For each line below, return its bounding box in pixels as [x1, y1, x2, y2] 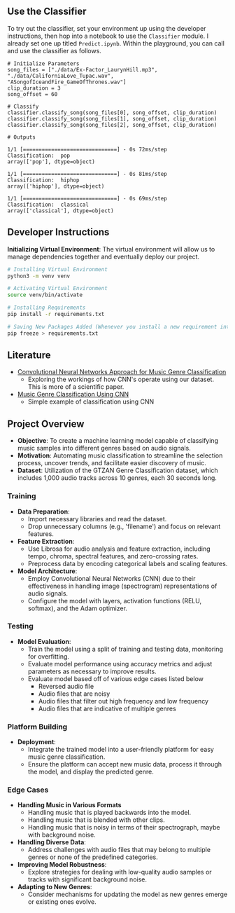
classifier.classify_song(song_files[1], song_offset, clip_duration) [7, 115, 218, 122]
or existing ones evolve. [27, 898, 97, 906]
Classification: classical [7, 201, 90, 208]
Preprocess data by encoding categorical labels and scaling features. [27, 559, 228, 568]
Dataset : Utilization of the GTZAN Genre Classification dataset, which [17, 466, 218, 475]
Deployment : [17, 738, 56, 746]
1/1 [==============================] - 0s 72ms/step [7, 146, 168, 153]
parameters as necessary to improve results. [27, 667, 157, 675]
